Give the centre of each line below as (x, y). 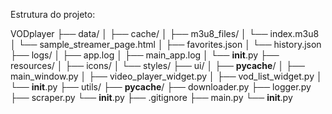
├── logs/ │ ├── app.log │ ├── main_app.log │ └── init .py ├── (145, 55)
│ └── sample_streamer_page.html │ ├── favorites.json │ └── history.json (166, 44)
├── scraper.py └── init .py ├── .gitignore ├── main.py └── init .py (151, 97)
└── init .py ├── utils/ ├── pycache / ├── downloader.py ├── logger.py (161, 87)
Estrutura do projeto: (53, 14)
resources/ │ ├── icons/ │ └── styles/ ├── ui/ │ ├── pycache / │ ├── (157, 65)
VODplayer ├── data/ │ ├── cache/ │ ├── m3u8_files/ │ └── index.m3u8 (165, 33)
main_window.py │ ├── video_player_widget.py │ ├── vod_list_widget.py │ (166, 76)
